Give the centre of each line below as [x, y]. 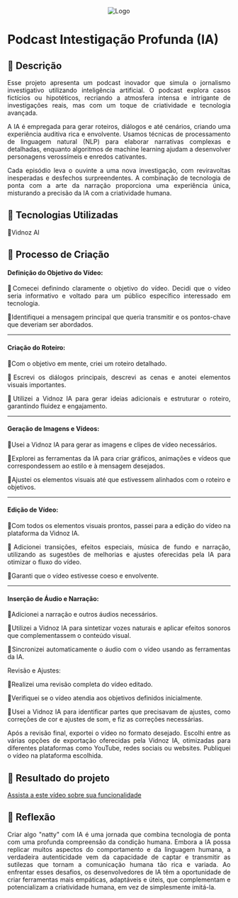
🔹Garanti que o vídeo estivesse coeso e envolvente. [83, 576]
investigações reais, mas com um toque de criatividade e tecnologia [119, 105]
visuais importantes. [37, 385]
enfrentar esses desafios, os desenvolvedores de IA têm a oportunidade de [119, 872]
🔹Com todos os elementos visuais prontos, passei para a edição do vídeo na [119, 526]
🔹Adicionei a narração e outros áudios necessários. [83, 614]
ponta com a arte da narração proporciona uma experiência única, [119, 185]
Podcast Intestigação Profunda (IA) [113, 40]
